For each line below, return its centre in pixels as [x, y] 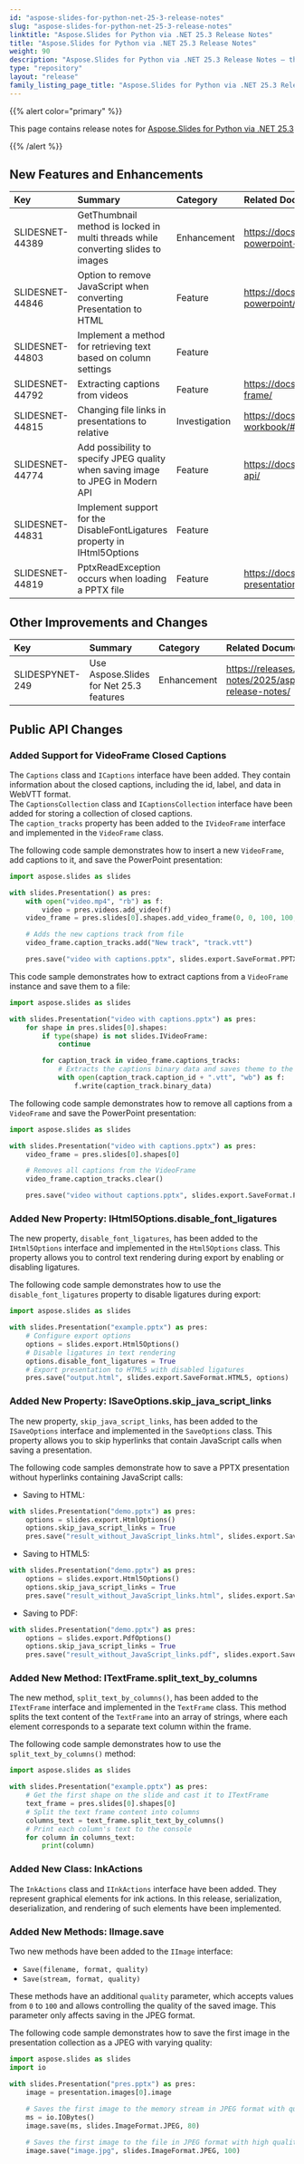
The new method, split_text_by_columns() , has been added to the [134, 1698]
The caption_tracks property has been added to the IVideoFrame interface [147, 823]
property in [101, 542]
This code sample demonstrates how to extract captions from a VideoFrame [149, 976]
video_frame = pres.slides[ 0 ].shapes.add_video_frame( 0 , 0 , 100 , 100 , [161, 918]
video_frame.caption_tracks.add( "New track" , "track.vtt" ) [139, 943]
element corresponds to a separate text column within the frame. [130, 1726]
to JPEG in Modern [117, 481]
